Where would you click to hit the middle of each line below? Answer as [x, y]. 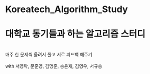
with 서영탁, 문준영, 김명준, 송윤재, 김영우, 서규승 [54, 66]
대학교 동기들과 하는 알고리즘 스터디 [75, 34]
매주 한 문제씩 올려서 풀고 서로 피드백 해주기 [49, 55]
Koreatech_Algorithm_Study [67, 9]
